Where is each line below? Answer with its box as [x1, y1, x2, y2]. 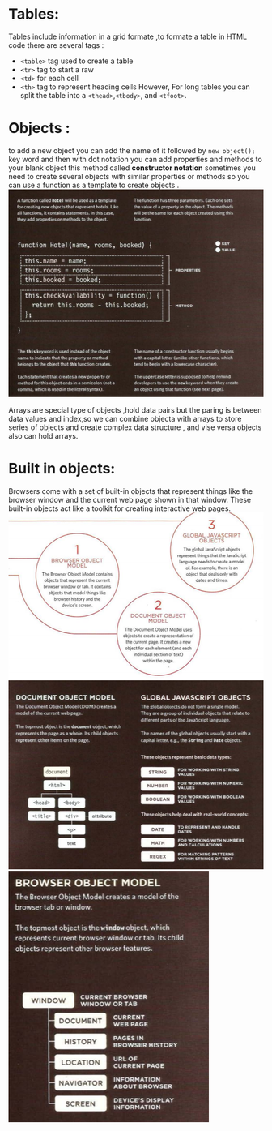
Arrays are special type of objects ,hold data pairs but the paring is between [8, 405, 262, 414]
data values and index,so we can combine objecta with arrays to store [8, 413, 242, 423]
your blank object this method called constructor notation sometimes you [8, 163, 257, 173]
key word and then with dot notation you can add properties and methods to [8, 154, 263, 164]
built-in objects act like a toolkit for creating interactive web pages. [8, 503, 232, 513]
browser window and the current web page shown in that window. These [8, 495, 252, 504]
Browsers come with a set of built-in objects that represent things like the [8, 486, 253, 495]
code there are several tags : [8, 40, 104, 49]
